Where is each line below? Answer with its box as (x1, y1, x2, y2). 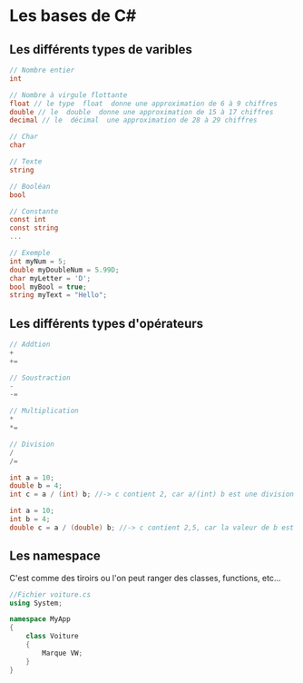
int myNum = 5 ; (9, 256, 67, 266)
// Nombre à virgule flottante (9, 90, 128, 100)
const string (9, 223, 59, 233)
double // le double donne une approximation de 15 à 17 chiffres (9, 107, 274, 116)
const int (9, 215, 47, 224)
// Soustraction (9, 373, 71, 382)
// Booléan (9, 182, 51, 191)
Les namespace (9, 549, 102, 564)
